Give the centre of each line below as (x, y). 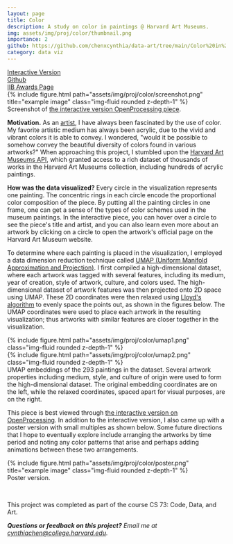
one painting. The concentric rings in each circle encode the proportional (112, 195)
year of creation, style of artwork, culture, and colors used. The (98, 282)
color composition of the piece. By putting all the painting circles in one (109, 202)
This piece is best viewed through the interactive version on (93, 412)
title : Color (26, 20)
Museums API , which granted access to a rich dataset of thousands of (107, 159)
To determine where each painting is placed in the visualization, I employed (115, 253)
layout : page (26, 14)
